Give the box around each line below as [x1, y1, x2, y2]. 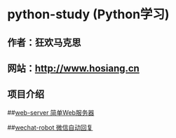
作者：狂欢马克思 [7, 36, 81, 48]
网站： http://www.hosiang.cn [7, 62, 140, 74]
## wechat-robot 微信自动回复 [7, 123, 93, 132]
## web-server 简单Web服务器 [7, 108, 95, 116]
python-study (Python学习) [7, 6, 170, 22]
